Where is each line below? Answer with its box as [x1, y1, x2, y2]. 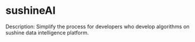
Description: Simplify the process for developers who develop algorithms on [5, 23, 190, 30]
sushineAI [5, 4, 56, 17]
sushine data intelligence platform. [5, 29, 89, 36]
